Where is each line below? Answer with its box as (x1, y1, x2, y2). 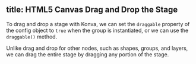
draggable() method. (6, 33, 58, 40)
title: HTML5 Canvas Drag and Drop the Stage (6, 5, 178, 15)
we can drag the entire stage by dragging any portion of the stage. (6, 50, 169, 58)
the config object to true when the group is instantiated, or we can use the (6, 27, 189, 34)
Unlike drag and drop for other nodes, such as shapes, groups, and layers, (6, 44, 188, 52)
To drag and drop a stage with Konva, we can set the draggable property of (6, 20, 190, 27)
